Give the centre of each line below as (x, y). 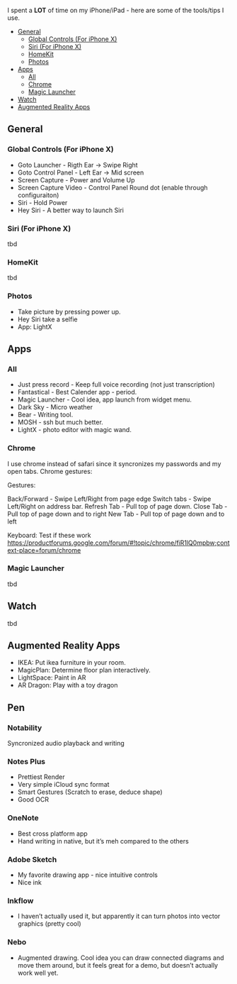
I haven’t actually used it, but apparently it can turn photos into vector (119, 916)
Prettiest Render (41, 777)
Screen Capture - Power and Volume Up (76, 179)
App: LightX (35, 326)
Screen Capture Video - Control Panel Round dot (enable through (112, 187)
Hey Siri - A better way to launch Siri (70, 210)
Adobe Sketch (32, 859)
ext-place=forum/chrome (44, 550)
